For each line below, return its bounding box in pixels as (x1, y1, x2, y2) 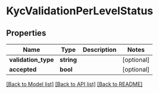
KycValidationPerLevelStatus (6, 4, 154, 18)
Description (82, 46, 117, 54)
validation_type (9, 55, 54, 64)
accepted (9, 66, 37, 73)
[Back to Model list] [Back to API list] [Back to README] (6, 80, 143, 88)
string (59, 55, 77, 64)
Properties (6, 28, 46, 38)
